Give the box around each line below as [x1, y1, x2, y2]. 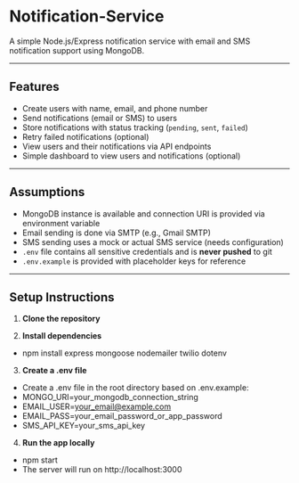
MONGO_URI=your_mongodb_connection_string [21, 392, 198, 403]
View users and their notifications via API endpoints [21, 141, 212, 151]
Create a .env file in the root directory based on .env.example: [21, 382, 249, 393]
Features [9, 79, 60, 94]
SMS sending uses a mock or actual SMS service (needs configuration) [21, 236, 285, 247]
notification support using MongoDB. [9, 45, 145, 55]
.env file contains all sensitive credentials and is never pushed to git [21, 246, 273, 257]
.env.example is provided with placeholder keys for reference [21, 256, 246, 266]
